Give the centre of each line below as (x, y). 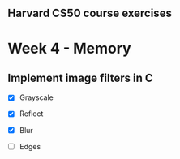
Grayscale (36, 97)
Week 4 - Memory (69, 48)
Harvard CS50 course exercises (90, 13)
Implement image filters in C (80, 77)
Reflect (31, 114)
